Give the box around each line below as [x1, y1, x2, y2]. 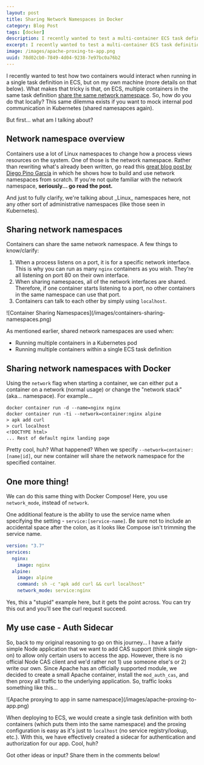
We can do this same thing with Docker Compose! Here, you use [6, 493, 168, 499]
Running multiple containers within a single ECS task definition [15, 346, 172, 353]
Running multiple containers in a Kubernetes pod [15, 339, 138, 346]
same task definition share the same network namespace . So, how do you [6, 91, 191, 98]
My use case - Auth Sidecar [6, 623, 114, 633]
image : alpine [17, 575, 53, 581]
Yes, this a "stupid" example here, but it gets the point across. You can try [6, 599, 191, 606]
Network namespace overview [6, 134, 125, 144]
